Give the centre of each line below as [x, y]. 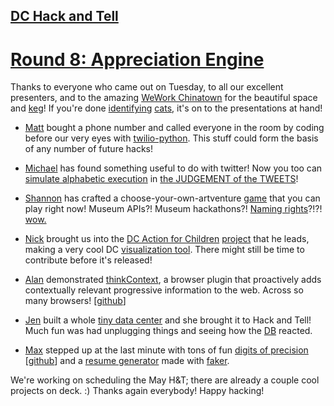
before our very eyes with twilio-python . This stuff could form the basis [171, 138]
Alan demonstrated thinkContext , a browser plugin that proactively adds [173, 280]
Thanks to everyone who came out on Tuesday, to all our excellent [147, 87]
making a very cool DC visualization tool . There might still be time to [164, 250]
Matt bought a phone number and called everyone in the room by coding [174, 128]
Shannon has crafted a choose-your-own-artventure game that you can [172, 198]
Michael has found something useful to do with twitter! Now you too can [173, 168]
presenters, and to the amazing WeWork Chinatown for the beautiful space [164, 98]
